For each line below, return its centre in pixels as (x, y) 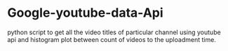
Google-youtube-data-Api (85, 13)
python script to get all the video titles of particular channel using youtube (114, 32)
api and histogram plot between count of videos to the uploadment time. (112, 39)
